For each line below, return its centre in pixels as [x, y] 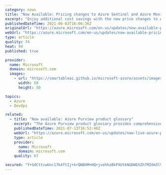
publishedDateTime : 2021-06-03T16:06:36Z [48, 23]
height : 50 [29, 87]
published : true [22, 51]
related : [14, 115]
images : [18, 74]
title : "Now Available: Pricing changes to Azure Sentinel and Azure [78, 14]
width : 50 [28, 83]
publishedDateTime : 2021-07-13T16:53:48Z [57, 129]
